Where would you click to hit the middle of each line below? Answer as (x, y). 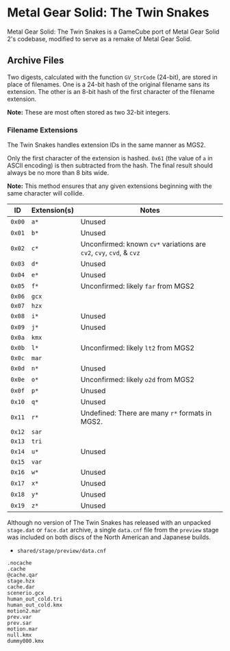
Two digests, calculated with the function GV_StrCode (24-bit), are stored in (112, 77)
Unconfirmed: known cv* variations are (143, 244)
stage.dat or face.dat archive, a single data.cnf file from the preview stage (113, 530)
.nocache (20, 563)
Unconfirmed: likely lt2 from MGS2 (138, 348)
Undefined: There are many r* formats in (146, 413)
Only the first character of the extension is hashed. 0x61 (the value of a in (110, 158)
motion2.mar (24, 611)
